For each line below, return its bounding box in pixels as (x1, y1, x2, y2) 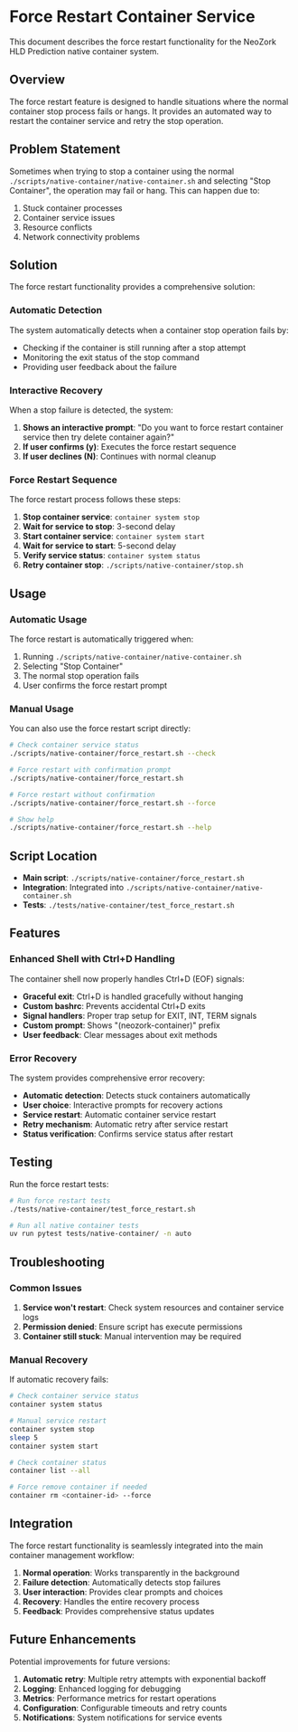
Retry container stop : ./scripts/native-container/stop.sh (22, 559, 244, 571)
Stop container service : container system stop (22, 511, 200, 522)
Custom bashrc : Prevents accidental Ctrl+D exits (22, 1000, 206, 1011)
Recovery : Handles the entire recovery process (22, 1595, 200, 1607)
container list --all (9, 1466, 91, 1476)
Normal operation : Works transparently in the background (22, 1567, 240, 1578)
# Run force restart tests (9, 1196, 111, 1205)
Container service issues (22, 212, 116, 223)
